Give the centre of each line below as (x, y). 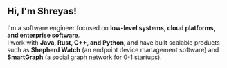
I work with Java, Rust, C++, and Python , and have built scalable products (113, 42)
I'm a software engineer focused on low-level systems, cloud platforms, (111, 27)
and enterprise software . (44, 35)
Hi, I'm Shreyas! (42, 11)
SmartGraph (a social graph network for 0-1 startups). (85, 57)
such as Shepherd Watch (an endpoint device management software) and (113, 49)
